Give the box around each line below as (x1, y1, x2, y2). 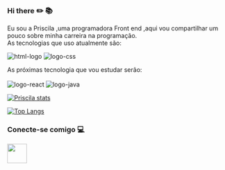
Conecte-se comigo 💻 (7, 125, 85, 135)
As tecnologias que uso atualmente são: (7, 39, 122, 47)
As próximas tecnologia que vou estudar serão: (7, 66, 142, 74)
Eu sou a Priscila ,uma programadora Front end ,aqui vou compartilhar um (7, 24, 219, 32)
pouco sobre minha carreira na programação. (7, 32, 137, 40)
